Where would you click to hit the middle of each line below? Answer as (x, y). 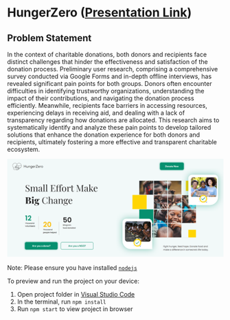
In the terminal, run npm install (61, 301)
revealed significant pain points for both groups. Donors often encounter (110, 83)
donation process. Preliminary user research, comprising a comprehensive (113, 69)
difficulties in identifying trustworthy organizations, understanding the (106, 91)
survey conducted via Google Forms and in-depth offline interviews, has (110, 76)
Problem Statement (49, 38)
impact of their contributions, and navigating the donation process (101, 98)
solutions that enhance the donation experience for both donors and (104, 135)
